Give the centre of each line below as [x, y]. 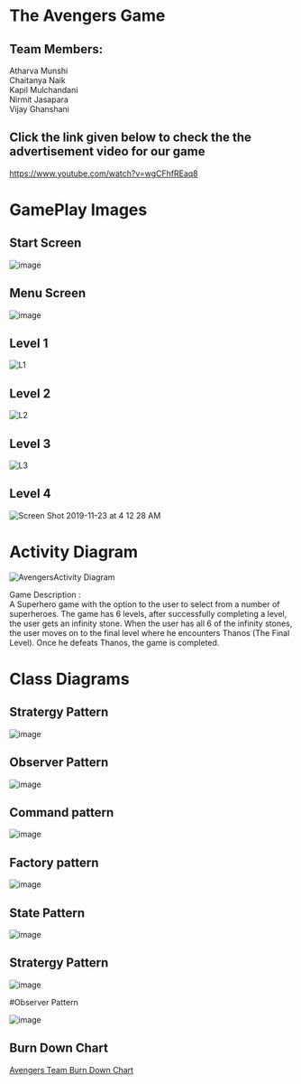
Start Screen [46, 243]
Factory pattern [54, 862]
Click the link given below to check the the [131, 138]
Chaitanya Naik [37, 80]
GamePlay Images [78, 210]
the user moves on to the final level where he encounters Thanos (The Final [150, 632]
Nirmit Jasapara [39, 99]
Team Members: [56, 49]
